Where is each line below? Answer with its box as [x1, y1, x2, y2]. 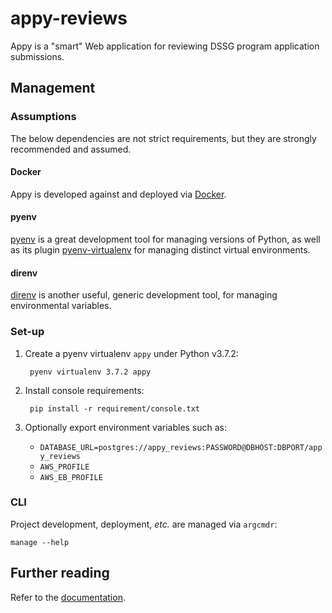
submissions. [10, 50, 65, 62]
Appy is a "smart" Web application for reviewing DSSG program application [10, 40, 320, 52]
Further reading [10, 565, 110, 582]
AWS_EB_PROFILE [39, 472, 103, 482]
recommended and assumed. [10, 143, 132, 155]
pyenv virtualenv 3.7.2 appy [29, 367, 152, 377]
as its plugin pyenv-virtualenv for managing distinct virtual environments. [10, 244, 311, 256]
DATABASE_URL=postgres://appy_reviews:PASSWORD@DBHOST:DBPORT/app [39, 442, 323, 452]
